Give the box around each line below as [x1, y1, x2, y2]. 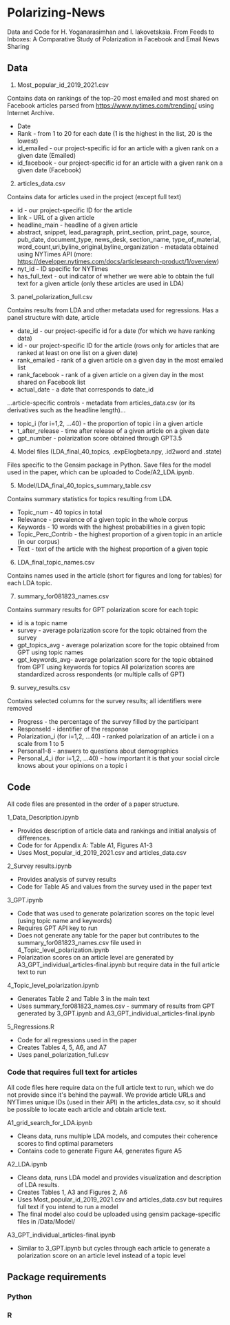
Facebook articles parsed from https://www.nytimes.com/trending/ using [7, 101, 215, 110]
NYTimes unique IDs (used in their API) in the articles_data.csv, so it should [7, 1098, 221, 1106]
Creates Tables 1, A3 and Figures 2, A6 [17, 1188, 127, 1196]
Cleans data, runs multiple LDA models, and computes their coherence [17, 1132, 218, 1140]
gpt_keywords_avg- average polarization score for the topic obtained [17, 655, 213, 663]
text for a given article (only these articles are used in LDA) [17, 279, 185, 287]
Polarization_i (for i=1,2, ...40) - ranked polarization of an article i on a [17, 732, 215, 740]
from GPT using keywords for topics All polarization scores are [17, 662, 195, 671]
